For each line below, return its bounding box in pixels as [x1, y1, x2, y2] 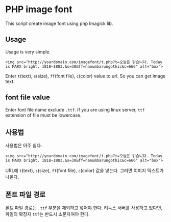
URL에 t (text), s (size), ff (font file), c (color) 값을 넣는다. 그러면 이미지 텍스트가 [5, 168, 164, 174]
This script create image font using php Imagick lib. [5, 20, 113, 26]
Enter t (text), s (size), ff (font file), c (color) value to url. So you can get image [5, 73, 166, 79]
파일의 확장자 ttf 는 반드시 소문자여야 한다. [5, 211, 90, 217]
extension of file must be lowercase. [5, 112, 82, 118]
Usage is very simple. [5, 48, 51, 54]
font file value [5, 93, 50, 102]
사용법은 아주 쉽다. [5, 143, 42, 149]
